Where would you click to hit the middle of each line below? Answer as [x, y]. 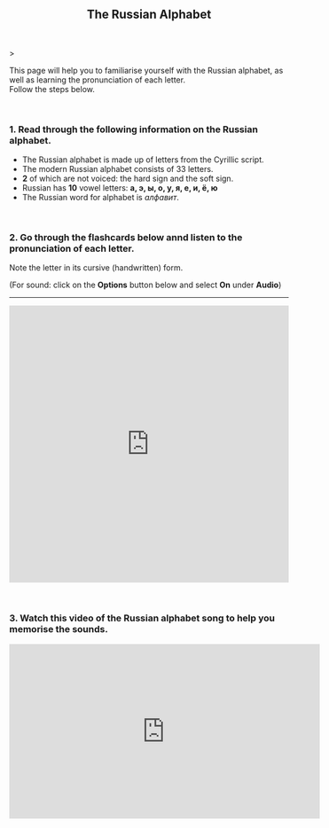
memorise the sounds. [59, 629]
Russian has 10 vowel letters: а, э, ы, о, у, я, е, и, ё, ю [120, 188]
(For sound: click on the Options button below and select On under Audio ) [145, 285]
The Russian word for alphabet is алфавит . [100, 198]
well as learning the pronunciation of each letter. [98, 80]
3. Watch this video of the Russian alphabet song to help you [142, 618]
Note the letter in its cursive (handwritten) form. [96, 268]
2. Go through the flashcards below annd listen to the [126, 238]
